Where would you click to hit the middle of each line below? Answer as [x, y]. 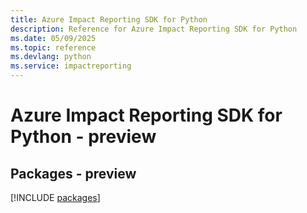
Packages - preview [73, 173]
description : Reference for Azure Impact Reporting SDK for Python [154, 29]
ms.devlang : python [51, 57]
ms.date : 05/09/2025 [53, 38]
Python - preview [83, 137]
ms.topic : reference [53, 47]
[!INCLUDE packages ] [55, 197]
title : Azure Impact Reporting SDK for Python [109, 19]
